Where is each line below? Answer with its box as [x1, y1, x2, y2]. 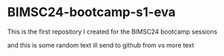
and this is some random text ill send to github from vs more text [7, 41, 194, 49]
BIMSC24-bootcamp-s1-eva [7, 4, 176, 20]
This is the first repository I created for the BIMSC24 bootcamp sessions [7, 27, 218, 36]
